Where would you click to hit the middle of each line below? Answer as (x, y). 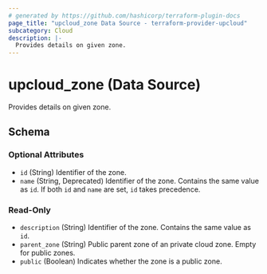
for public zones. (47, 253)
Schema (29, 132)
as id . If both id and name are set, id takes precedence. (110, 189)
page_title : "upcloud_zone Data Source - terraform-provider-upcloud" (128, 23)
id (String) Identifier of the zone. (73, 172)
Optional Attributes (46, 155)
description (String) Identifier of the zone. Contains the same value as (135, 228)
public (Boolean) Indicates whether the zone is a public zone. (121, 261)
